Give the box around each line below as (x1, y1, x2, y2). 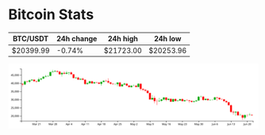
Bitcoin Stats (8, 6, 94, 24)
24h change (56, 34, 98, 44)
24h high (107, 34, 139, 44)
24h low (153, 34, 182, 44)
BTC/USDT (13, 34, 49, 44)
